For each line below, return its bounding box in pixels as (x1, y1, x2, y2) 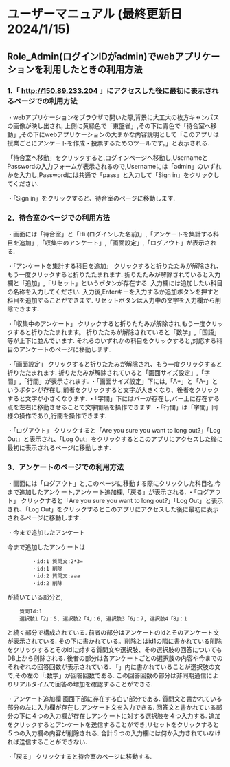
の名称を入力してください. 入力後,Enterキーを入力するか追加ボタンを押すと (7, 287, 220, 296)
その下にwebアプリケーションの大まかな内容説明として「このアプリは (21, 130, 220, 139)
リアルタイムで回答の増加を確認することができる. (12, 680, 153, 688)
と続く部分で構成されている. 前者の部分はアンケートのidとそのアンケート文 (7, 628, 220, 637)
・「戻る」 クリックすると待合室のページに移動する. (7, 753, 152, 761)
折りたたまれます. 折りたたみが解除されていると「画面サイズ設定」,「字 (7, 369, 211, 377)
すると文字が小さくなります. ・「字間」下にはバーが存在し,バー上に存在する (7, 394, 220, 403)
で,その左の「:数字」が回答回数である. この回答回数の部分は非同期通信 (7, 671, 207, 679)
